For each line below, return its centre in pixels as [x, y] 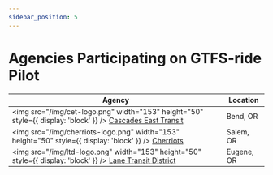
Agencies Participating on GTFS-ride [135, 58]
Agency [116, 100]
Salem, [238, 132]
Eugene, [240, 152]
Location [244, 100]
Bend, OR [242, 116]
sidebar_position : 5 [43, 17]
